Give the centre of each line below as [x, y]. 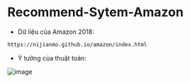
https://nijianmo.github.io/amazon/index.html [77, 44]
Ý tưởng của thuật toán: [52, 58]
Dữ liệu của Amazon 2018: [56, 32]
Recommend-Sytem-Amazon [96, 12]
